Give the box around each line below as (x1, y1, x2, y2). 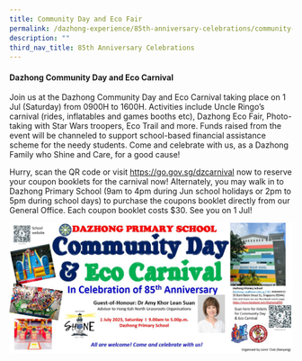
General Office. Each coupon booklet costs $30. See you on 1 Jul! (9, 205, 253, 216)
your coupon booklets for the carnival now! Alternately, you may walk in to (9, 176, 285, 187)
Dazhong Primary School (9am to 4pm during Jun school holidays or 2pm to (9, 185, 292, 197)
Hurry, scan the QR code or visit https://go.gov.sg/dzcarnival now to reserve (9, 167, 292, 177)
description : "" (9, 33, 70, 42)
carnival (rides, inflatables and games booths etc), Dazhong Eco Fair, (9, 111, 265, 122)
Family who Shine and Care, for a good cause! (9, 149, 181, 160)
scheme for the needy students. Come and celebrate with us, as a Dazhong (9, 140, 289, 150)
